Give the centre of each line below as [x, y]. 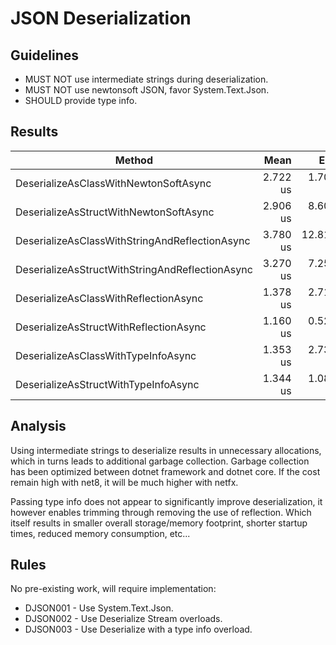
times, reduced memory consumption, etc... [100, 533]
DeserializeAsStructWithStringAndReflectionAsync [134, 269]
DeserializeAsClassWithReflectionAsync [109, 298]
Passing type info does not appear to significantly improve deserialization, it [166, 501]
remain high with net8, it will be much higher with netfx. [124, 482]
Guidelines [44, 55]
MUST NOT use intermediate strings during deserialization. [146, 79]
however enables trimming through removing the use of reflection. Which [161, 512]
